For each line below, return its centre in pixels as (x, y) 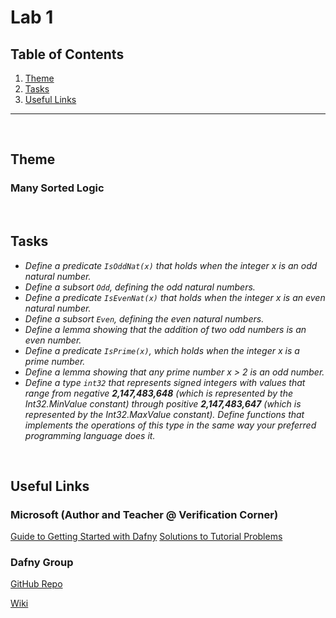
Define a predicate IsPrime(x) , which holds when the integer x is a (162, 350)
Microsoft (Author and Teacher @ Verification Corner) (144, 514)
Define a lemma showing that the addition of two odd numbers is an (165, 329)
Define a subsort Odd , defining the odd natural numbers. (140, 287)
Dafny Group (42, 563)
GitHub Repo (36, 584)
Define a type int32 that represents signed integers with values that (165, 382)
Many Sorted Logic (57, 188)
